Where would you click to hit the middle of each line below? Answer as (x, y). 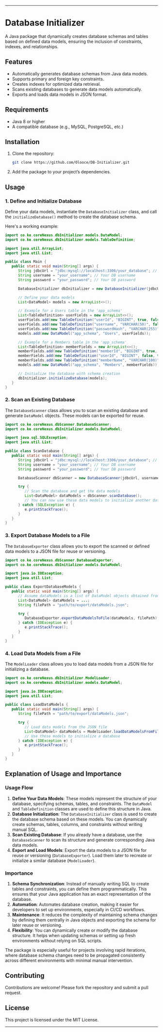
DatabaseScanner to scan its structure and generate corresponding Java (83, 840)
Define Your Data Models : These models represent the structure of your (84, 798)
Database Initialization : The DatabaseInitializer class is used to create (84, 814)
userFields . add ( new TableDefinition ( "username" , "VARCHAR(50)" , (84, 324)
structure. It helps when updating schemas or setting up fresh (74, 935)
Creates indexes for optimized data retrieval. (56, 84)
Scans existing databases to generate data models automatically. (77, 89)
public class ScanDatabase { (34, 451)
